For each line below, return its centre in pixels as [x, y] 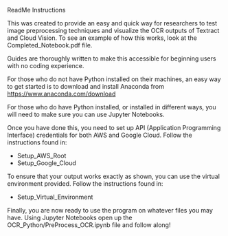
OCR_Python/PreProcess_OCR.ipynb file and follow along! [89, 225]
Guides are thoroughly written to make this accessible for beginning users [112, 58]
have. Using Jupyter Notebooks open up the [70, 217]
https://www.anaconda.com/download [61, 94]
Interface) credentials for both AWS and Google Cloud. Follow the [100, 135]
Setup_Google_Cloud [47, 163]
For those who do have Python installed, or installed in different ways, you [112, 107]
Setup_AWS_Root [42, 155]
